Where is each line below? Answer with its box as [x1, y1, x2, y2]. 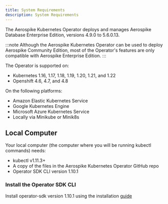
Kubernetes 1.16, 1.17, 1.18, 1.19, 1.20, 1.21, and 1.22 [12, 72, 116, 78]
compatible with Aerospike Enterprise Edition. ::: [5, 52, 106, 59]
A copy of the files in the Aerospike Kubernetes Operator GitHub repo [12, 163, 159, 169]
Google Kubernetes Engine [12, 103, 70, 109]
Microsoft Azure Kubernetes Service [12, 108, 89, 115]
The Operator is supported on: [5, 62, 69, 69]
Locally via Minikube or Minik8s [12, 114, 80, 120]
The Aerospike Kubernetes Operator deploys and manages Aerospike [5, 26, 152, 32]
